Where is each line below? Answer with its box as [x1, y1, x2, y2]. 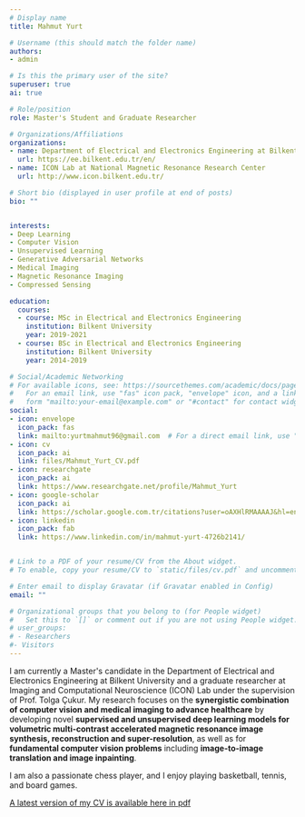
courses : [17, 305, 51, 314]
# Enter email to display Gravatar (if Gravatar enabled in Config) [9, 582, 274, 591]
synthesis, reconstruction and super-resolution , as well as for [9, 732, 247, 743]
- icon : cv [9, 440, 51, 449]
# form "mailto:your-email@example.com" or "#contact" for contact [9, 397, 279, 407]
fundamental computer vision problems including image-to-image [9, 742, 263, 753]
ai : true [9, 88, 43, 97]
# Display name [9, 13, 67, 23]
